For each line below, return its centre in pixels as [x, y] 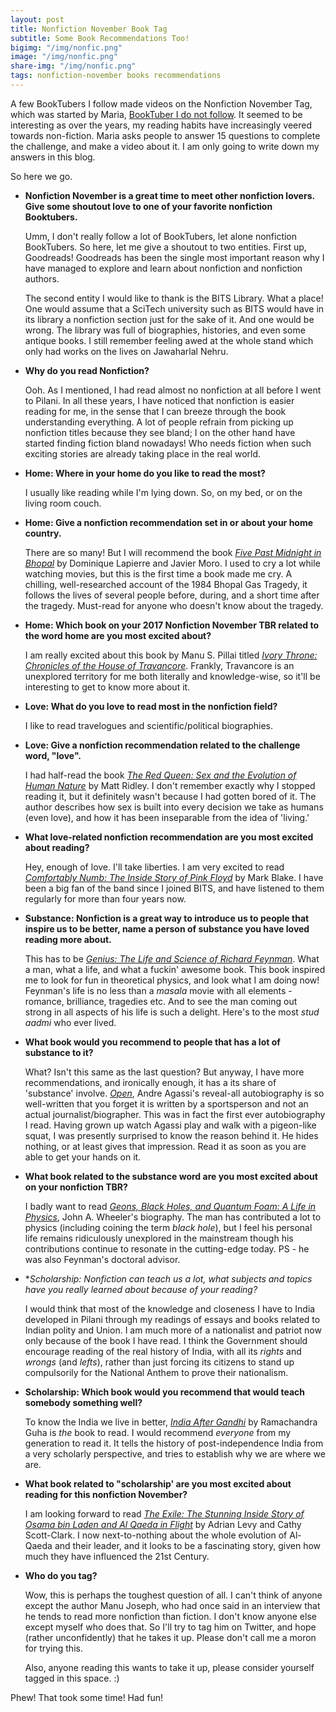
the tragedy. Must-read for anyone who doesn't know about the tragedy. [174, 605]
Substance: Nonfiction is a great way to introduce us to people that [167, 918]
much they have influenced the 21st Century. [117, 1556]
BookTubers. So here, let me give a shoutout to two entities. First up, [165, 247]
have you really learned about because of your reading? [141, 1289]
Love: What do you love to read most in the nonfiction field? [151, 706]
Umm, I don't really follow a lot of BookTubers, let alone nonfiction [161, 236]
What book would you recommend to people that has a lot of [152, 1042]
